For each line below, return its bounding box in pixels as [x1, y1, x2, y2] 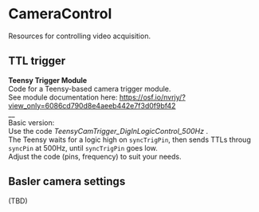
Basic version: [8, 117, 55, 128]
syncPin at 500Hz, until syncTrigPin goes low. [8, 143, 158, 152]
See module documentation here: [8, 92, 118, 102]
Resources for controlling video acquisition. [8, 31, 151, 41]
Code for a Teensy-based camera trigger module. [8, 84, 171, 93]
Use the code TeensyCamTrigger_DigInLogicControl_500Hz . [8, 126, 209, 135]
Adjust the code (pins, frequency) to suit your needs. [8, 151, 182, 161]
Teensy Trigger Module [8, 75, 88, 84]
